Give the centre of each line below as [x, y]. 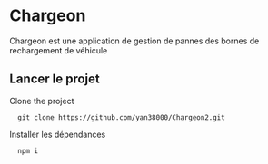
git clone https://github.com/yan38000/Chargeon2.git [121, 117]
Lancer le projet [55, 79]
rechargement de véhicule [59, 50]
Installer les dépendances [58, 134]
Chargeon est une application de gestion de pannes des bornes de [134, 41]
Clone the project [42, 101]
